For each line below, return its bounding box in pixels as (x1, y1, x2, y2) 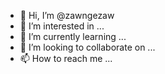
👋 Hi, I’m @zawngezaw (19, 10, 115, 21)
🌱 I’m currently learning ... (19, 31, 127, 42)
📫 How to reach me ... (19, 53, 113, 64)
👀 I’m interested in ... (19, 20, 105, 32)
